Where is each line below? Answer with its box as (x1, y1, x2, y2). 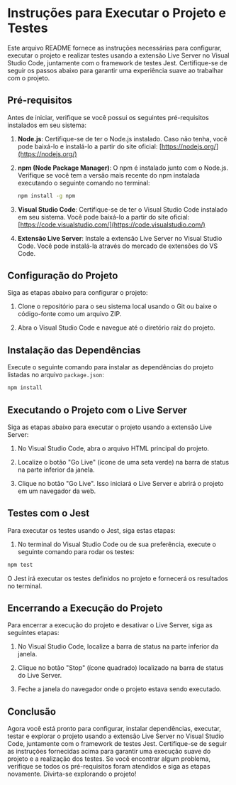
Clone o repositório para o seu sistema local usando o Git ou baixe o (17, 302, 218, 310)
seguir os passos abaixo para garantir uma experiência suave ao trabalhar (7, 66, 224, 75)
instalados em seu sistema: (7, 121, 87, 129)
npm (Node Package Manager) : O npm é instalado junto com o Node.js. (17, 163, 229, 172)
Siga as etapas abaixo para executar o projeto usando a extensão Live (7, 423, 213, 431)
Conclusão (7, 705, 57, 718)
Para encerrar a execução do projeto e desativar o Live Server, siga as (7, 621, 213, 629)
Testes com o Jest (7, 507, 90, 519)
